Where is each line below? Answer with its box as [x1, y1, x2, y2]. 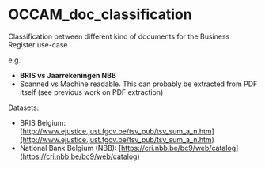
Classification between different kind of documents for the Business [8, 32, 230, 41]
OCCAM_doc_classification [8, 6, 192, 24]
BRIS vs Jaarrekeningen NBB [19, 70, 116, 80]
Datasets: [8, 103, 40, 112]
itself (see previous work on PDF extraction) [19, 87, 164, 96]
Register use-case [8, 39, 68, 49]
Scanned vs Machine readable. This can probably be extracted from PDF [19, 79, 258, 88]
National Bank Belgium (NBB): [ [19, 143, 122, 152]
